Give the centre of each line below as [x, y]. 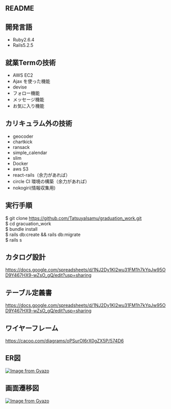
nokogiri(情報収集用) [34, 188]
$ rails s [14, 240]
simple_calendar [30, 153]
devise [20, 87]
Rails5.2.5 [23, 45]
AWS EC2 [23, 75]
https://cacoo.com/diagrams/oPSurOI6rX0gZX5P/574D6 [65, 341]
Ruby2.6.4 [23, 40]
